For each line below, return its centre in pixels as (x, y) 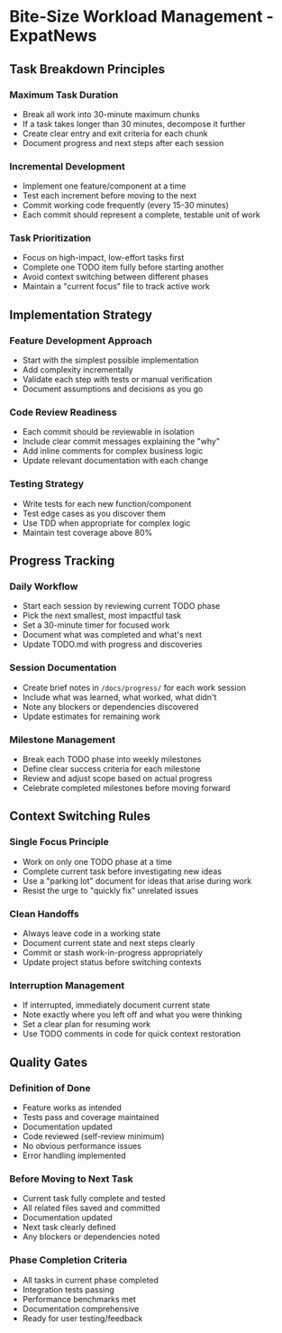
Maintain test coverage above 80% (87, 532)
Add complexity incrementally (77, 370)
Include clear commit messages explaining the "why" (121, 441)
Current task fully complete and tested (94, 1199)
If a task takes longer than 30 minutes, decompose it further (134, 124)
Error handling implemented (74, 1155)
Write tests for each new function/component (107, 503)
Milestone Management (63, 740)
